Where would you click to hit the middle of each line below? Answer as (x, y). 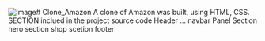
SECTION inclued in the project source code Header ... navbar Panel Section (133, 20)
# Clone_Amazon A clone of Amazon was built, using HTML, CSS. (143, 12)
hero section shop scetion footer (61, 29)
